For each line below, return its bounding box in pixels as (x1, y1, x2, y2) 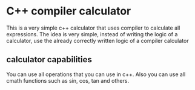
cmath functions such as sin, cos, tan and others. (6, 77, 129, 84)
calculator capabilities (6, 54, 92, 65)
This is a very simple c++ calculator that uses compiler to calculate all (6, 24, 180, 31)
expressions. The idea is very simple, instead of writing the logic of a (6, 30, 178, 37)
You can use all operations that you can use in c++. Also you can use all (6, 71, 186, 78)
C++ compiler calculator (6, 4, 131, 18)
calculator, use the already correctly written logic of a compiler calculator (6, 37, 189, 44)
